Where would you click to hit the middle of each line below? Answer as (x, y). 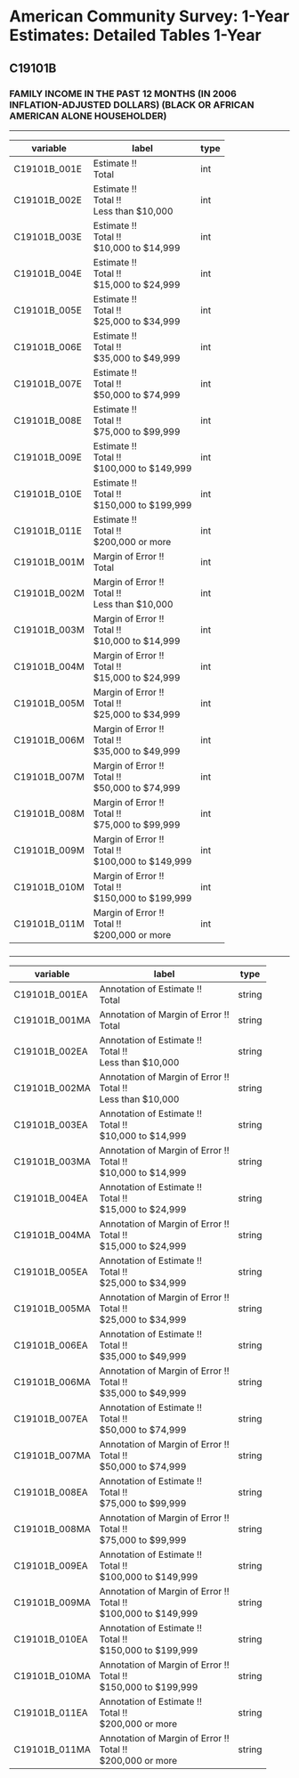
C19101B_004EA (51, 1198)
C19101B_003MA (52, 1162)
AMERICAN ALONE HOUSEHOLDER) (88, 116)
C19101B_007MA (52, 1456)
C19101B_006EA (51, 1345)
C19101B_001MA (52, 1020)
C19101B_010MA (52, 1676)
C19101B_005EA (51, 1271)
